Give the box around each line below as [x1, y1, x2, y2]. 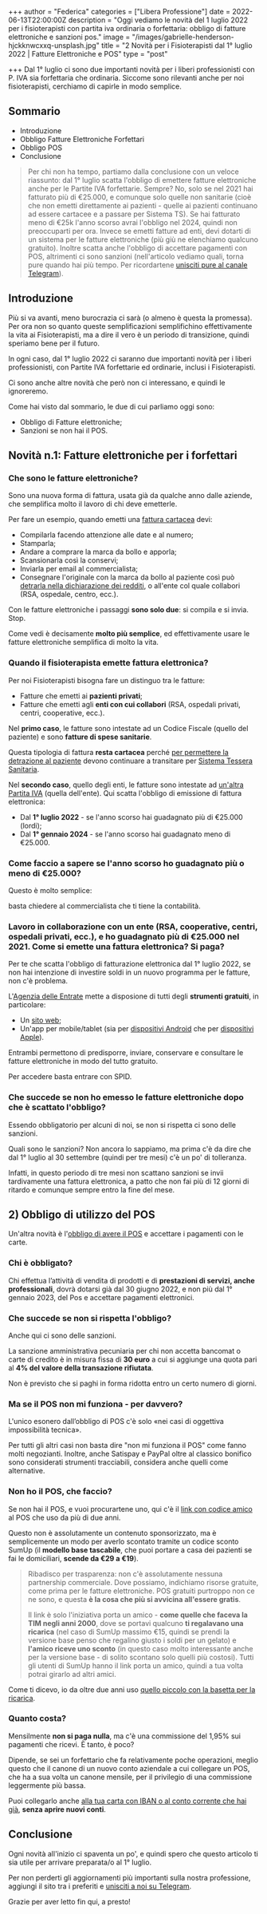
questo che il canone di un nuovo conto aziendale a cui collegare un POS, [8, 1763, 250, 1773]
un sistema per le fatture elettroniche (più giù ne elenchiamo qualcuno [27, 235, 259, 244]
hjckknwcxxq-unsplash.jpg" [8, 41, 100, 50]
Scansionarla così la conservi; [19, 556, 119, 565]
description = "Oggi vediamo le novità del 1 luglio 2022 [68, 15, 249, 25]
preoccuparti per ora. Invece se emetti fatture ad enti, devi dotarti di [27, 226, 251, 235]
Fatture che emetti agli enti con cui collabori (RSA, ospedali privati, [19, 699, 241, 709]
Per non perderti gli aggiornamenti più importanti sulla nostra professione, [8, 1872, 251, 1882]
